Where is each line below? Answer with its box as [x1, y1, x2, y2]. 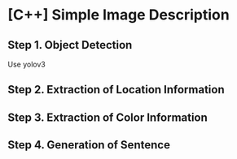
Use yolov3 [7, 59, 46, 69]
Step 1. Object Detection [7, 38, 133, 52]
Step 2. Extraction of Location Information [7, 83, 225, 97]
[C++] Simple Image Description [7, 6, 230, 24]
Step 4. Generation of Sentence [7, 138, 170, 152]
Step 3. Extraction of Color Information [7, 110, 208, 124]
